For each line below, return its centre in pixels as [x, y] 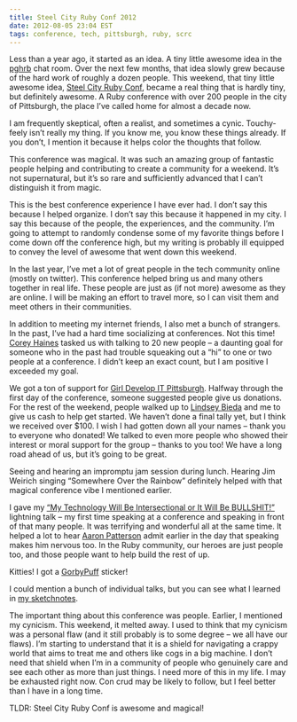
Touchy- [261, 123]
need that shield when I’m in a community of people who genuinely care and [148, 663]
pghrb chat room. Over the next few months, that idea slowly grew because [147, 68]
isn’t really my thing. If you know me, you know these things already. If [158, 133]
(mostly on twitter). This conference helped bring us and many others [136, 279]
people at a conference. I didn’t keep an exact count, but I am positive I [139, 362]
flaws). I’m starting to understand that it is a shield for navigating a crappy [144, 644]
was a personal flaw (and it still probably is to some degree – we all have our [148, 634]
